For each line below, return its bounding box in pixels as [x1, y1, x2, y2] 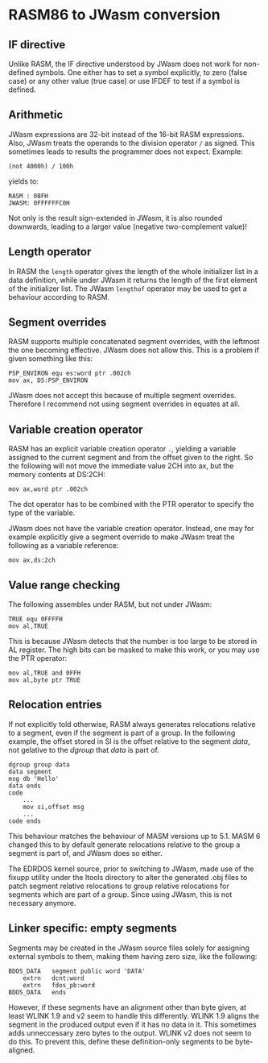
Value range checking [8, 578, 121, 592]
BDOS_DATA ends [8, 988, 67, 996]
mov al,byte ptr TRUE [8, 676, 81, 684]
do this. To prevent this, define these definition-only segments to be [8, 1036, 233, 1046]
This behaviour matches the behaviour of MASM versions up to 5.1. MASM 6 [8, 831, 261, 841]
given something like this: [8, 354, 93, 363]
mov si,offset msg [23, 803, 85, 811]
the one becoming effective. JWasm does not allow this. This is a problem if [8, 345, 260, 355]
